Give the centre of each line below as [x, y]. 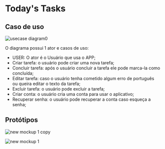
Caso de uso [25, 27]
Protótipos [22, 120]
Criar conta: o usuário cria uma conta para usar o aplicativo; [73, 94]
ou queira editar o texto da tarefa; [46, 84]
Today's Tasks [35, 9]
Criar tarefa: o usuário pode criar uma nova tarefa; [63, 63]
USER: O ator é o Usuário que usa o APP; [54, 58]
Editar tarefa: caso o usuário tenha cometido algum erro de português [83, 78]
